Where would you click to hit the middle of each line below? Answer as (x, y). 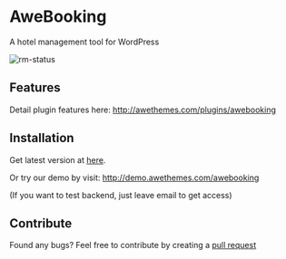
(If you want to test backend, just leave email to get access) (121, 195)
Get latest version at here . (58, 159)
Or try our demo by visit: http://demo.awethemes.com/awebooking (134, 177)
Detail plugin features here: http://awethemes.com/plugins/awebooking (143, 110)
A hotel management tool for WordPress (84, 42)
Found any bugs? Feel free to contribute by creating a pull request (133, 245)
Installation (42, 138)
